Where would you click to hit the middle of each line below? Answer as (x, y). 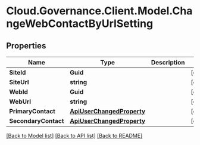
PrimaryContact (32, 111)
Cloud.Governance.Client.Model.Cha (99, 11)
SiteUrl (19, 82)
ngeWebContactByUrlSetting (80, 24)
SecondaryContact (37, 121)
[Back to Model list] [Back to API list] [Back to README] (74, 136)
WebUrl (20, 101)
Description (168, 62)
